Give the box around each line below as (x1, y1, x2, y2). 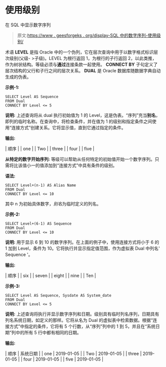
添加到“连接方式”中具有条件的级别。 (43, 162, 118, 168)
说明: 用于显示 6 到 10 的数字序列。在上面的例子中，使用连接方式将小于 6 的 (5, 239, 160, 245)
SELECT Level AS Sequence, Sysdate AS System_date (5, 293, 112, 298)
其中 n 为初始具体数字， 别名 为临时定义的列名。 (5, 201, 101, 207)
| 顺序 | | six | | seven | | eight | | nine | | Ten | (5, 272, 96, 278)
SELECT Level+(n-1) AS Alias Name (5, 183, 77, 188)
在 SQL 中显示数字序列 (5, 22, 51, 28)
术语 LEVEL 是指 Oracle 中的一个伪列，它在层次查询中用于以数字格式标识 (5, 49, 154, 55)
